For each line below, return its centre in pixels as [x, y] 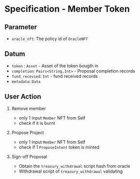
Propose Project [28, 132]
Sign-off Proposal [29, 157]
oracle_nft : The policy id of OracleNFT [50, 39]
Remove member [29, 108]
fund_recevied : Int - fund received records [55, 76]
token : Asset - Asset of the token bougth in [55, 66]
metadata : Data [26, 81]
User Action [23, 97]
